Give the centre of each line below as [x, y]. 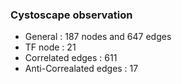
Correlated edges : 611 [71, 58]
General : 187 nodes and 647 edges [98, 37]
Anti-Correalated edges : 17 [81, 69]
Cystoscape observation [71, 15]
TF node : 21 [50, 47]
